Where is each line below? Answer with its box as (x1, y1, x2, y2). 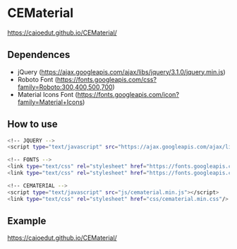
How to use (7, 118, 58, 130)
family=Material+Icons (17, 98, 83, 106)
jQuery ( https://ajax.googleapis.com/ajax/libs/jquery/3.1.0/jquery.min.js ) (17, 67, 226, 76)
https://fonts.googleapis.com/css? (56, 75, 157, 83)
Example (7, 214, 47, 227)
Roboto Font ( (17, 75, 58, 83)
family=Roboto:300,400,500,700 (17, 83, 113, 91)
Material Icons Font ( (17, 90, 78, 98)
